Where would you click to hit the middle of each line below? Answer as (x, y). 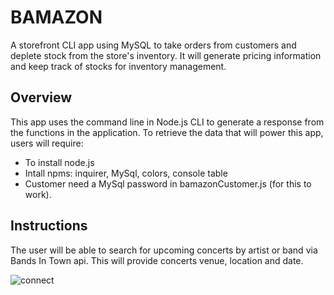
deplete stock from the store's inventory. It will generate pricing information (166, 55)
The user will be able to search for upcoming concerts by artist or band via (164, 250)
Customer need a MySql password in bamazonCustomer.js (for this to (168, 183)
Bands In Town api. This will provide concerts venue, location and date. (157, 260)
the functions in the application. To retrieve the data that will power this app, (167, 132)
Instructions (49, 226)
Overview (41, 97)
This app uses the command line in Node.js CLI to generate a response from (167, 122)
